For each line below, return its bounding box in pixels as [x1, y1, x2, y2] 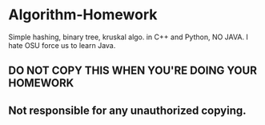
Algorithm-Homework [8, 6, 158, 24]
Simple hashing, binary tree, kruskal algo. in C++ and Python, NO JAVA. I [8, 32, 248, 42]
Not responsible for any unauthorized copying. [8, 103, 247, 117]
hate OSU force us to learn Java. [8, 40, 116, 50]
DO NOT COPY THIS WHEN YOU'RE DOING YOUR [8, 64, 258, 78]
